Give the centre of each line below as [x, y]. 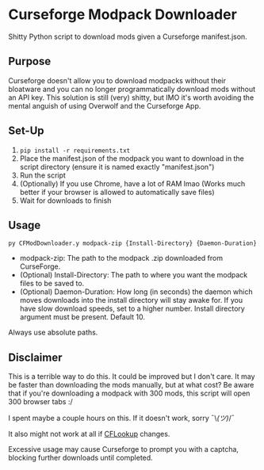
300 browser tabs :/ [40, 402]
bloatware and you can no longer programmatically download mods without [132, 89]
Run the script [42, 175]
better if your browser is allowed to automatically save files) [117, 192]
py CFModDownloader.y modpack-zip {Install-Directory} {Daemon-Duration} [133, 243]
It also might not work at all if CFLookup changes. [89, 434]
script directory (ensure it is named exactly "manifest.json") [117, 166]
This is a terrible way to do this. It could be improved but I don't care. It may [132, 376]
